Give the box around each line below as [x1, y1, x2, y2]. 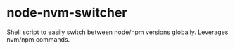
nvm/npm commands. [6, 35, 70, 43]
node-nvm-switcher [6, 5, 127, 21]
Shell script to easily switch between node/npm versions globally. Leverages [6, 28, 229, 36]
